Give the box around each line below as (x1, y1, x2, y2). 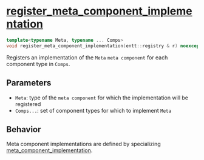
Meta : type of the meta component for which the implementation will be (15, 94, 188, 101)
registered (15, 100, 41, 107)
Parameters (6, 78, 52, 88)
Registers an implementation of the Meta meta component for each (6, 53, 168, 61)
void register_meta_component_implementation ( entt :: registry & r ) (6, 42, 178, 49)
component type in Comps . (6, 60, 70, 67)
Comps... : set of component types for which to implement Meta (15, 107, 172, 114)
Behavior (6, 124, 41, 135)
